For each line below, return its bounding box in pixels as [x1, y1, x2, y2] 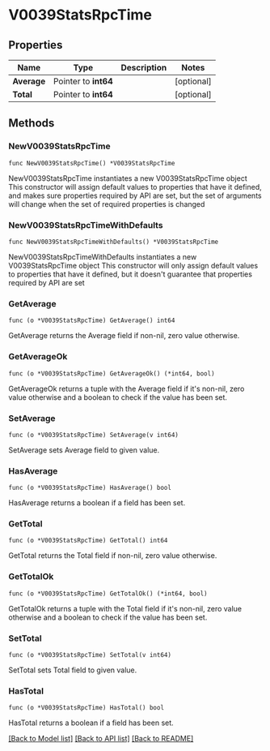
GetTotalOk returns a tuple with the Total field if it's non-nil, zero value [8, 603, 243, 613]
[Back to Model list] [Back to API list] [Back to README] [8, 734, 194, 744]
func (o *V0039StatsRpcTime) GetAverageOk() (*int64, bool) [8, 369, 216, 378]
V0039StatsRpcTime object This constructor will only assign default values [8, 260, 259, 270]
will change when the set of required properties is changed [8, 199, 205, 208]
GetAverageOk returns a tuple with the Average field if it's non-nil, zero [8, 384, 245, 393]
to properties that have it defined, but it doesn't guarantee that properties [8, 269, 253, 279]
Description [120, 62, 167, 73]
